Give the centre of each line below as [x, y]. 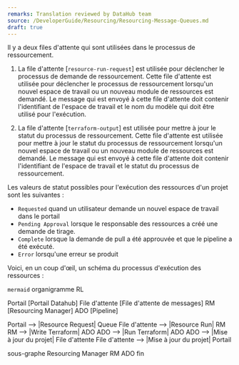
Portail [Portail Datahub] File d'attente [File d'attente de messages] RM [111, 303]
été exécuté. [36, 247]
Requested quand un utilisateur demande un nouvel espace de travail [118, 209]
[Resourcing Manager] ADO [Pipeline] [63, 311]
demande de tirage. [47, 232]
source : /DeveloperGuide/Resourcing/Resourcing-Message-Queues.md [108, 21]
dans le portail [39, 216]
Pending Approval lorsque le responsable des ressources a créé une [118, 224]
